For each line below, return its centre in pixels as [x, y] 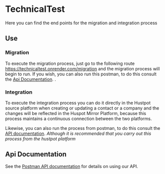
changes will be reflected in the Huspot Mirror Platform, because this [76, 113]
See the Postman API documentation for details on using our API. [72, 166]
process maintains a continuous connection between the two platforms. [79, 118]
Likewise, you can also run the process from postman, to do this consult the [83, 128]
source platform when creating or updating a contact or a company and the [82, 108]
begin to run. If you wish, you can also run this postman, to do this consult [81, 74]
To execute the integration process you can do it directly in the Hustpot [78, 103]
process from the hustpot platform [41, 139]
